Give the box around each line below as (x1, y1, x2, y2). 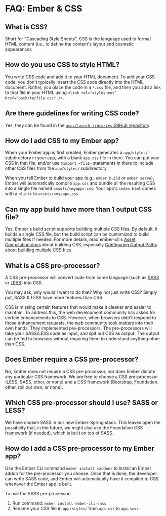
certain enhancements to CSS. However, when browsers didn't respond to (5, 315, 157, 321)
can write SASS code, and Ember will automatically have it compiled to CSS (5, 475, 159, 481)
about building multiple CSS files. (5, 247, 73, 253)
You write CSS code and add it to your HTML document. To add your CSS (5, 74, 155, 80)
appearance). (5, 47, 33, 52)
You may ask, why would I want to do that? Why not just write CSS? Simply (5, 289, 157, 295)
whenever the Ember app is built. (5, 481, 73, 487)
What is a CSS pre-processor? (5, 261, 100, 270)
